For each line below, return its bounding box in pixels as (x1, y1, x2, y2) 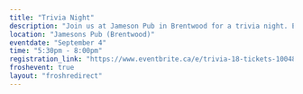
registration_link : (9, 55, 83, 64)
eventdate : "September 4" (9, 38, 106, 47)
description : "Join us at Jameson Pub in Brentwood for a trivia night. (9, 21, 289, 30)
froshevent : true (9, 64, 75, 73)
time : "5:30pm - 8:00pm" (9, 47, 103, 56)
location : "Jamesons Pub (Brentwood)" (9, 30, 155, 38)
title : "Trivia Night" (9, 13, 95, 22)
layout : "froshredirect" (9, 72, 103, 81)
